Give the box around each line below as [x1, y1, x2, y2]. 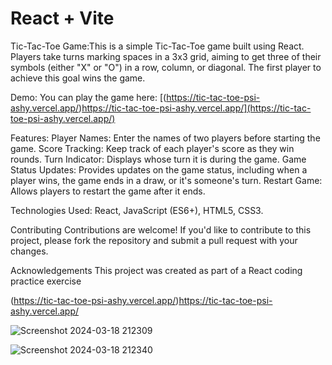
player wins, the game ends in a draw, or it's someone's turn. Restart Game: [10, 174, 323, 186]
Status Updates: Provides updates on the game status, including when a [10, 163, 308, 176]
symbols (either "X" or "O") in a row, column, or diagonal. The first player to [10, 61, 322, 73]
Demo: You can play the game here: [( [10, 91, 167, 103]
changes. [10, 245, 49, 257]
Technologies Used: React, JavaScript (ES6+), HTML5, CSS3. [10, 204, 264, 216]
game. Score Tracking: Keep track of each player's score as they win [10, 142, 295, 154]
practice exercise [10, 275, 82, 287]
